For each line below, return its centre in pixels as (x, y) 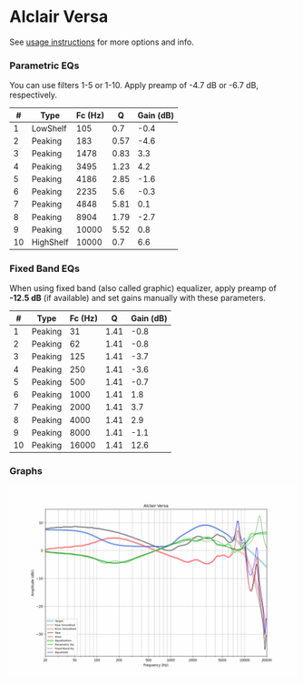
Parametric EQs (44, 65)
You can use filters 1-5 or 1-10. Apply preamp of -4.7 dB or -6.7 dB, (134, 86)
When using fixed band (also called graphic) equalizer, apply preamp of (143, 288)
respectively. (33, 95)
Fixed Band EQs (44, 268)
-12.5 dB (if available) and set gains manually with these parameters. (137, 298)
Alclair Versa (59, 17)
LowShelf (49, 128)
